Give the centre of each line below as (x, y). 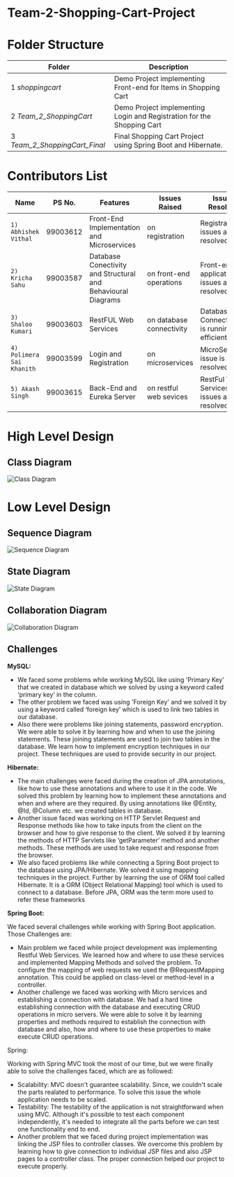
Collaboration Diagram (57, 610)
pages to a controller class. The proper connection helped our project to (121, 1159)
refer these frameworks (51, 899)
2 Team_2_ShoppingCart (52, 117)
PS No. (64, 202)
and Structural (112, 274)
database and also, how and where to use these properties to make (114, 1029)
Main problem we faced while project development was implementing (117, 947)
